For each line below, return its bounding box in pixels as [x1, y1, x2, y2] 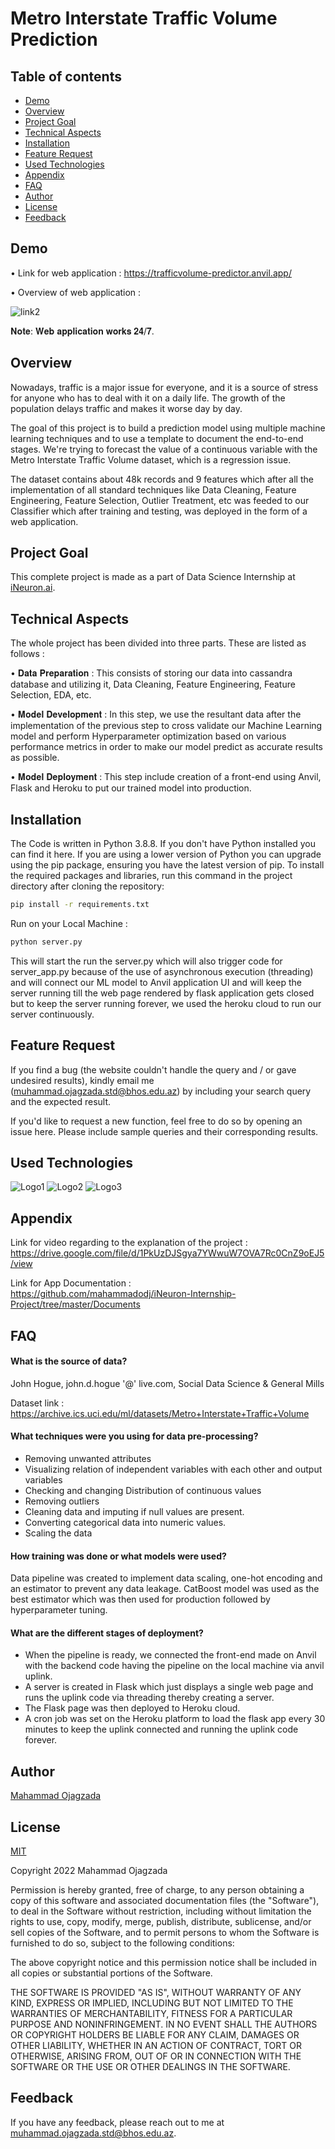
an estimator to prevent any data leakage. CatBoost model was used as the [10, 1583, 320, 1595]
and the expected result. [10, 1095, 112, 1107]
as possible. [10, 752, 60, 764]
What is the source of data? [10, 1355, 128, 1367]
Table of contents [10, 68, 122, 85]
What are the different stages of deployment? [10, 1627, 204, 1639]
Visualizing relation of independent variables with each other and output [24, 1463, 323, 1476]
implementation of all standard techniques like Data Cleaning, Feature [10, 483, 297, 496]
